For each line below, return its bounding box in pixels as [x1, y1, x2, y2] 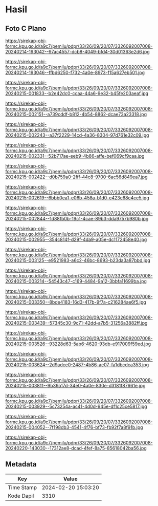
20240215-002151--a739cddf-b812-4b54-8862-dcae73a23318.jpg [5, 111, 147, 117]
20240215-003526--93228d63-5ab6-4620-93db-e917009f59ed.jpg [5, 341, 151, 347]
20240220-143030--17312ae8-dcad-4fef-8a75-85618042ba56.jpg [5, 445, 147, 451]
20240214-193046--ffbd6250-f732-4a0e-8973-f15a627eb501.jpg [5, 69, 145, 76]
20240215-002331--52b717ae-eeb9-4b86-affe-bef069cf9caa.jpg [5, 153, 145, 159]
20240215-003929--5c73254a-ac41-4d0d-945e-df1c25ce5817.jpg [5, 403, 147, 409]
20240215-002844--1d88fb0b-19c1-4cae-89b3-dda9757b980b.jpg [5, 216, 149, 221]
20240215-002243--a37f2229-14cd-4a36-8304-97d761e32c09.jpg [5, 132, 149, 138]
